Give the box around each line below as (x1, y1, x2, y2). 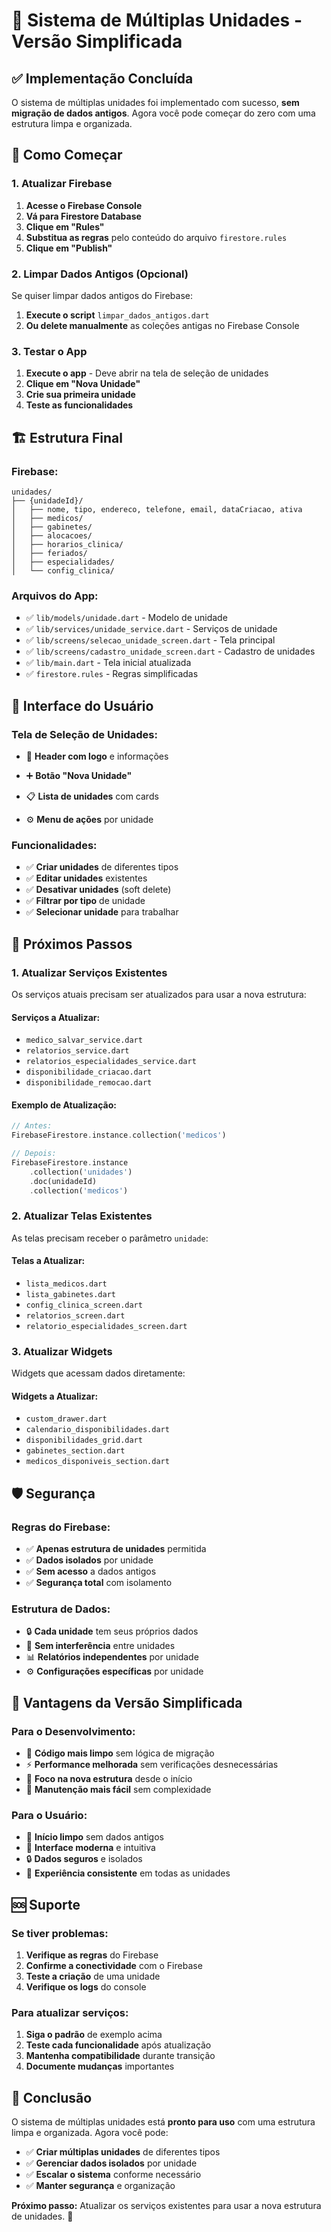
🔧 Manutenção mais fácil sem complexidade (25, 1784, 212, 1796)
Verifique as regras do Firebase (25, 1949, 159, 1961)
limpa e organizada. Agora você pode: (11, 2127, 169, 2139)
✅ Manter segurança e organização (25, 2180, 176, 2192)
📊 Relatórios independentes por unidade (25, 1651, 199, 1663)
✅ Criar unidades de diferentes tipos (25, 861, 179, 873)
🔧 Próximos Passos (11, 935, 133, 953)
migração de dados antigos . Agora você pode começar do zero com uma (11, 107, 316, 119)
